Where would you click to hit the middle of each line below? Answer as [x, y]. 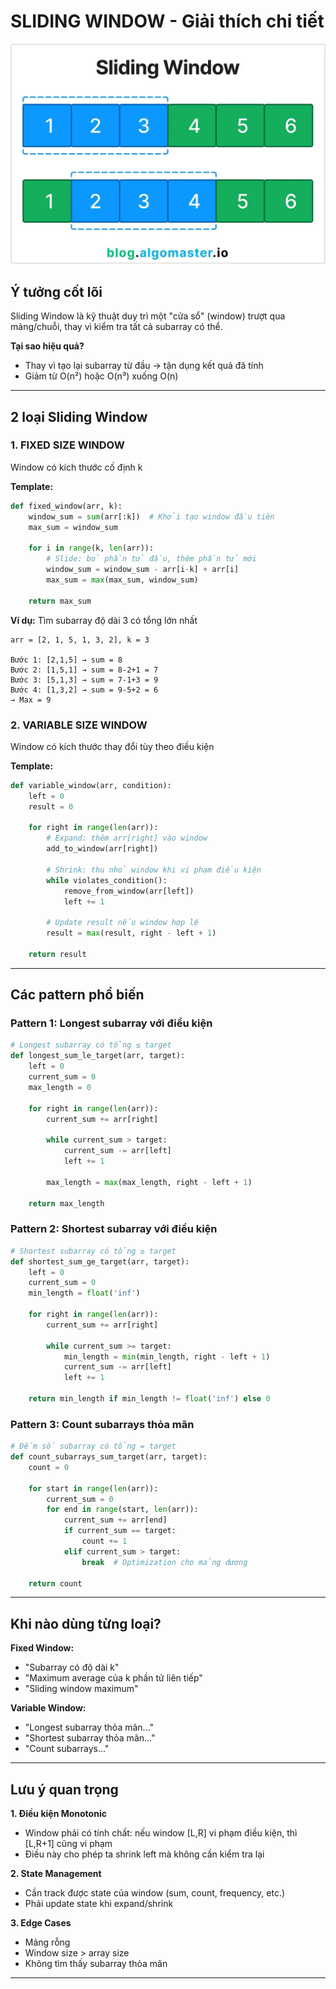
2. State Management [56, 1874]
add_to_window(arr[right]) [102, 849]
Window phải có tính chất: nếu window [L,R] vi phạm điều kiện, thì [161, 1833]
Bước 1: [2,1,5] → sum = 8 [66, 660]
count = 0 [49, 1467]
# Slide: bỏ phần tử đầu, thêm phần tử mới [151, 559]
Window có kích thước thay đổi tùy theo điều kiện [112, 746]
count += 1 [104, 1541]
